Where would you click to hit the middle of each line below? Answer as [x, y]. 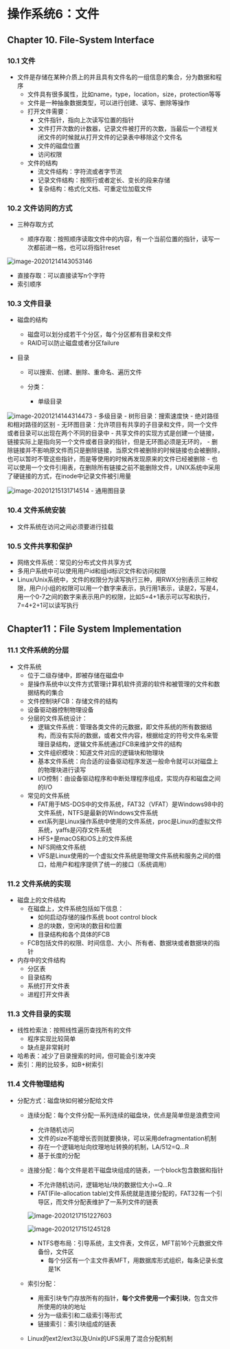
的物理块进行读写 [62, 770]
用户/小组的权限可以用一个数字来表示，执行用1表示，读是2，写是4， [126, 588]
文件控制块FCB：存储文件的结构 [72, 701]
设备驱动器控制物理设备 [60, 709]
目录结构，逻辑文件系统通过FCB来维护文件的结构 [113, 744]
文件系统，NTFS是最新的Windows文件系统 [98, 812]
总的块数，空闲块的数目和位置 [80, 926]
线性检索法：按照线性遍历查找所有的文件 [74, 1030]
